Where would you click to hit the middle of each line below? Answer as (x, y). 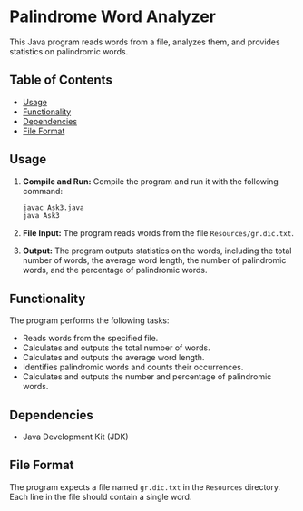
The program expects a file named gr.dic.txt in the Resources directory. (145, 486)
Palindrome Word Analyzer (112, 17)
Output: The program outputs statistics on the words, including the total (157, 251)
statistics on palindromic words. (69, 51)
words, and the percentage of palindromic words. (115, 270)
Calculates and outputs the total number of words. (116, 348)
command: (43, 191)
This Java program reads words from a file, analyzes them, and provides (145, 42)
